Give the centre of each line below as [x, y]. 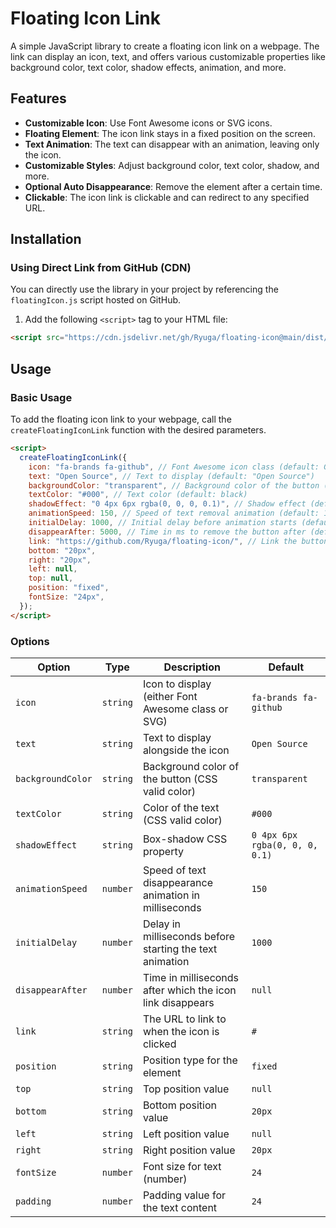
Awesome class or [185, 709]
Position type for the [190, 1060]
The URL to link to [184, 1019]
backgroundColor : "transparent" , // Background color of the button [174, 485]
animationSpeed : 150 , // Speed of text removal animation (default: [174, 513]
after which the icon [189, 990]
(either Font [170, 696]
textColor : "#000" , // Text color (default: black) [138, 495]
